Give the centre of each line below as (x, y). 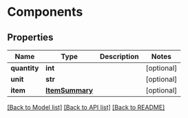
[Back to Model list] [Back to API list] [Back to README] (86, 107)
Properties (30, 37)
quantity (25, 68)
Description (119, 57)
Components (45, 12)
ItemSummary (70, 90)
